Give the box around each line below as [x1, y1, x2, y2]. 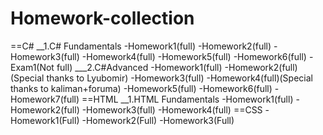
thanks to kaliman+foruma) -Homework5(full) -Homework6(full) [10, 82, 273, 94]
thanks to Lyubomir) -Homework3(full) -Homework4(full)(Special [46, 72, 313, 84]
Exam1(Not [10, 61, 55, 73]
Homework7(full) [10, 93, 80, 105]
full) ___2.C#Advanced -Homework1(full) [56, 61, 223, 73]
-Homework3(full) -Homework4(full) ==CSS [81, 103, 263, 116]
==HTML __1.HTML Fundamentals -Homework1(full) [81, 93, 294, 105]
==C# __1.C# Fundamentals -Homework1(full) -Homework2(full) [10, 40, 272, 52]
